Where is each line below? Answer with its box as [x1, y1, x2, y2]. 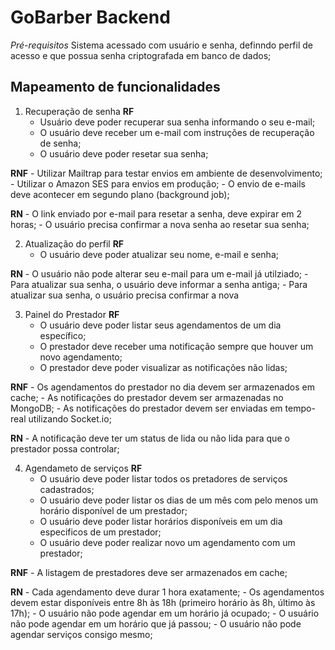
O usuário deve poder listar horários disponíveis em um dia [39, 515, 283, 527]
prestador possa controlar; [10, 442, 120, 455]
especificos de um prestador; [39, 526, 162, 538]
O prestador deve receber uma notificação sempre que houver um [39, 340, 314, 352]
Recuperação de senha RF [24, 105, 135, 117]
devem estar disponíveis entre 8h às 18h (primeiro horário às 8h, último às [10, 596, 316, 608]
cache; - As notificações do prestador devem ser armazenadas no [10, 391, 284, 403]
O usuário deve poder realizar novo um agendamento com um [39, 536, 296, 548]
